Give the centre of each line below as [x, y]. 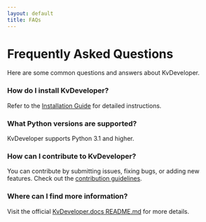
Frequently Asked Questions [90, 54]
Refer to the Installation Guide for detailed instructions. [84, 106]
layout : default [30, 13]
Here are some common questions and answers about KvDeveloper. [103, 73]
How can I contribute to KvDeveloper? [72, 156]
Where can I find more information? [68, 197]
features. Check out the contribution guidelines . [75, 179]
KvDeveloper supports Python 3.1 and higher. [71, 139]
